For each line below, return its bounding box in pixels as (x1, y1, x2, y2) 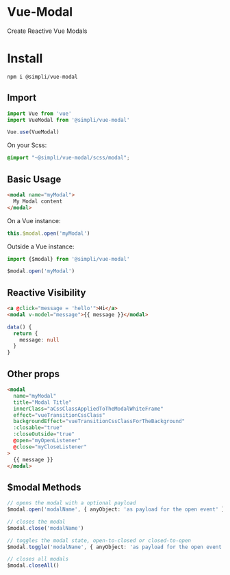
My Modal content (13, 198, 63, 205)
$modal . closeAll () (7, 562, 60, 569)
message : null (19, 336, 60, 343)
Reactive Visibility (7, 287, 86, 298)
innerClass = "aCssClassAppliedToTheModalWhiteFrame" (13, 405, 164, 412)
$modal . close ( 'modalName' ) (7, 524, 84, 531)
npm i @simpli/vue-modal (7, 73, 78, 80)
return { (13, 330, 38, 337)
